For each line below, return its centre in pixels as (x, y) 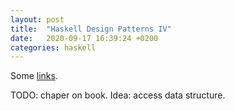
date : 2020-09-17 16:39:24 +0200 (84, 38)
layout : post (37, 19)
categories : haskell (53, 47)
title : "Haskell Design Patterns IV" (91, 29)
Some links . (34, 76)
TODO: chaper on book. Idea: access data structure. (118, 95)
